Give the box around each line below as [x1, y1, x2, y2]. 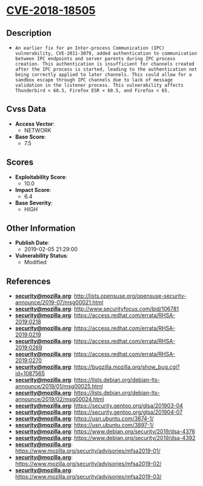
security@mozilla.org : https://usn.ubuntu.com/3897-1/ [15, 422, 154, 429]
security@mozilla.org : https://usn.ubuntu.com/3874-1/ [15, 415, 154, 422]
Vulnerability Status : [15, 252, 68, 259]
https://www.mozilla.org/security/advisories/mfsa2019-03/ [15, 473, 162, 481]
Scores [6, 157, 34, 168]
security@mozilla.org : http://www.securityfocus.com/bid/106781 [15, 305, 179, 313]
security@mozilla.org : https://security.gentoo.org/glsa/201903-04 [15, 402, 184, 409]
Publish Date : [15, 239, 50, 247]
